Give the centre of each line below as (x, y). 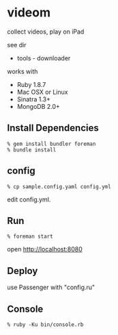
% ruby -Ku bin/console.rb (45, 325)
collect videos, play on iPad (46, 32)
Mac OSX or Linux (42, 92)
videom (29, 13)
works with (23, 71)
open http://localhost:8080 (45, 249)
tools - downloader (44, 58)
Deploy (23, 271)
